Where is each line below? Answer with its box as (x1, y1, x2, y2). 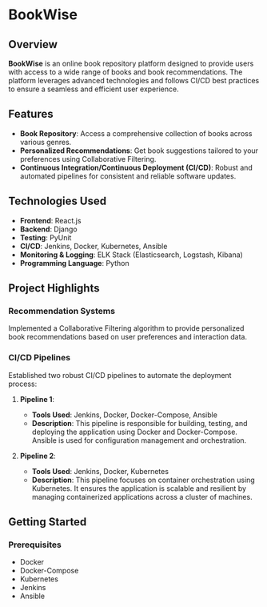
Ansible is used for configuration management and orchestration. (31, 435, 247, 445)
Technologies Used (8, 195, 106, 208)
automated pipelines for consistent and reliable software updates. (19, 171, 237, 181)
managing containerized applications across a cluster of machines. (31, 492, 253, 501)
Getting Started (8, 515, 87, 529)
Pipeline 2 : (19, 451, 56, 460)
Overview (8, 38, 58, 51)
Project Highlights (8, 282, 100, 295)
